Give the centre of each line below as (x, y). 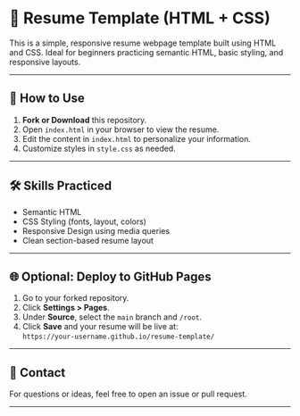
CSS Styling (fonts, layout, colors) (84, 221)
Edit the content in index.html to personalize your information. (137, 138)
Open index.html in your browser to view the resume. (121, 129)
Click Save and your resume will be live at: (100, 327)
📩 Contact (37, 373)
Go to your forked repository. (75, 298)
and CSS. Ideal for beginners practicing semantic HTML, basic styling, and (146, 52)
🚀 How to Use (47, 99)
